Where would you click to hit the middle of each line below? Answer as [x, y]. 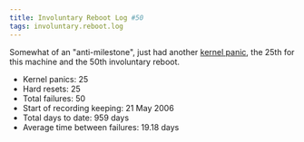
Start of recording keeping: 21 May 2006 [98, 108]
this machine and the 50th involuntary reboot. [94, 62]
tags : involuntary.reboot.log [67, 26]
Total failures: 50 [54, 98]
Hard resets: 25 [52, 89]
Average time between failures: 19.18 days [101, 127]
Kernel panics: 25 [55, 79]
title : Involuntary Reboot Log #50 [77, 18]
